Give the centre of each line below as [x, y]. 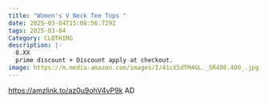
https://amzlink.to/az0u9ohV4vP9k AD [72, 90]
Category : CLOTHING [41, 38]
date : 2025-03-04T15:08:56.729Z [62, 23]
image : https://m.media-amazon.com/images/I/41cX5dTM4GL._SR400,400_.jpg [134, 68]
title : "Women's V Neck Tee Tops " [68, 16]
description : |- [35, 46]
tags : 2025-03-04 [37, 30]
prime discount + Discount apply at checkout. [94, 61]
